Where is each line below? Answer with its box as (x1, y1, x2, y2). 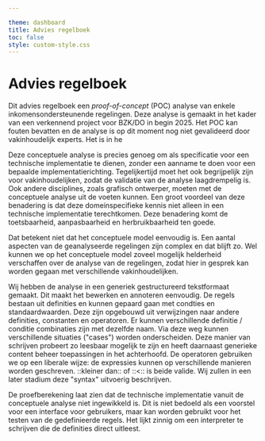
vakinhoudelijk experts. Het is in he (8, 135, 123, 144)
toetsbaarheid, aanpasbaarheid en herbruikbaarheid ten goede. (8, 217, 216, 227)
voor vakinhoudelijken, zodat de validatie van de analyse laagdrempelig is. (8, 175, 252, 185)
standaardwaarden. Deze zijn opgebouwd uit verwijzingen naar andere (8, 307, 240, 317)
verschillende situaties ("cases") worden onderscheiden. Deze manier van (8, 332, 252, 342)
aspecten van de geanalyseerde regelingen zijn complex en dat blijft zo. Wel (8, 241, 258, 251)
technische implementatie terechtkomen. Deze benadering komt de (8, 209, 229, 219)
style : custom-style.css (8, 40, 90, 48)
